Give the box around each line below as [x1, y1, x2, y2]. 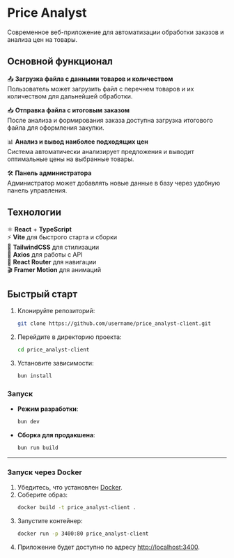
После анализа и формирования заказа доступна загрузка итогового [7, 116, 214, 124]
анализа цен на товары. [7, 35, 78, 43]
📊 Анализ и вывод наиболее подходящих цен [7, 137, 148, 146]
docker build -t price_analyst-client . [17, 504, 136, 511]
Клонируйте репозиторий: [17, 307, 95, 315]
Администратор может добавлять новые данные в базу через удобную [7, 179, 221, 187]
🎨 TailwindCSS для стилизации [7, 243, 100, 251]
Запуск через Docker [7, 467, 82, 477]
